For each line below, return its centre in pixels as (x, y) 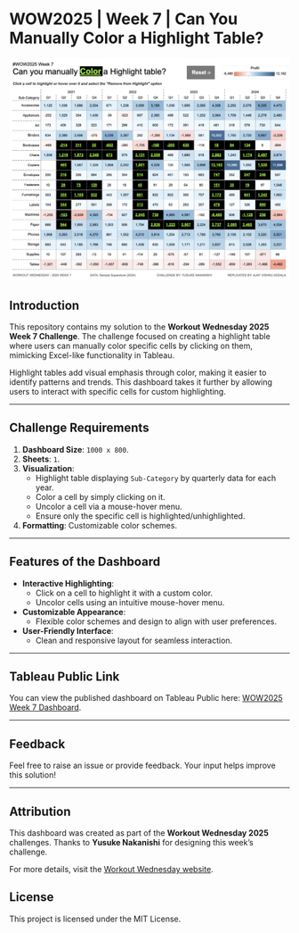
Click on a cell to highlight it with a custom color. (124, 593)
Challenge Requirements (79, 428)
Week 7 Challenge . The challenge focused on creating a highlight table (140, 336)
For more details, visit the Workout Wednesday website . (111, 869)
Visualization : (48, 468)
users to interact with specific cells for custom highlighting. (118, 391)
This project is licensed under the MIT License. (95, 919)
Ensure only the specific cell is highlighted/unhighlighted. (140, 516)
